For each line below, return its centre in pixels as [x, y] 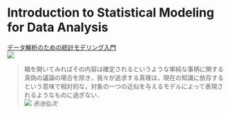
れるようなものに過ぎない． [64, 95]
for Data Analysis [58, 27]
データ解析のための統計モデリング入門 [61, 47]
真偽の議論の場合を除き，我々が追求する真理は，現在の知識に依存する [124, 77]
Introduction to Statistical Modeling [111, 13]
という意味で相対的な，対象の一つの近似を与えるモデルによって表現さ [124, 86]
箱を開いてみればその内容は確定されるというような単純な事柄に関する [124, 69]
